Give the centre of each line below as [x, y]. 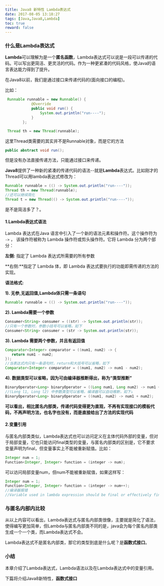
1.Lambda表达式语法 [26, 221]
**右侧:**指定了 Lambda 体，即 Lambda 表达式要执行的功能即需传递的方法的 [82, 266]
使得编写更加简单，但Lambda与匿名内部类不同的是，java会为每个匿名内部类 [81, 526]
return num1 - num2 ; [32, 355]
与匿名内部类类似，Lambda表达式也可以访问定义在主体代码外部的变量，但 [80, 436]
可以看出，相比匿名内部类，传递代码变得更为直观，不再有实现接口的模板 [78, 406]
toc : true [15, 23]
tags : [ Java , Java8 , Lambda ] [32, 19]
